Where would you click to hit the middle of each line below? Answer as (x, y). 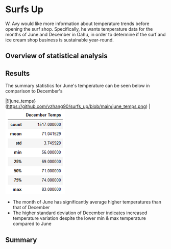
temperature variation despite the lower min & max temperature (79, 218)
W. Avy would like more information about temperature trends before (77, 24)
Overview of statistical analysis (57, 56)
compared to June (32, 224)
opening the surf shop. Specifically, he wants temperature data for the (79, 29)
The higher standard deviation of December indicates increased (80, 213)
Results (18, 73)
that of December (31, 208)
